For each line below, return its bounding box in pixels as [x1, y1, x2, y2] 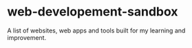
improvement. [7, 33, 47, 41]
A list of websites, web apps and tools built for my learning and [7, 26, 186, 34]
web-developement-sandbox [7, 4, 178, 20]
